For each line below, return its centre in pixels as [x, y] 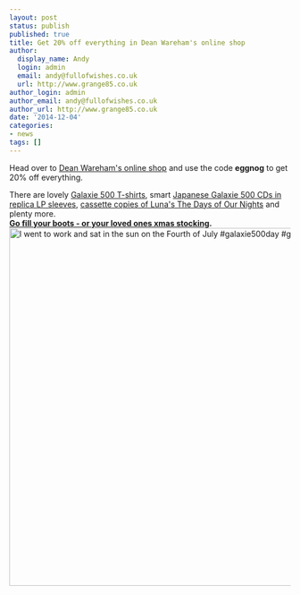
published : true [39, 34]
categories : [31, 126]
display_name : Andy [54, 59]
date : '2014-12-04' [46, 117]
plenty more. [33, 213]
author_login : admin [48, 92]
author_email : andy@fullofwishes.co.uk [83, 101]
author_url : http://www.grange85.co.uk [83, 109]
